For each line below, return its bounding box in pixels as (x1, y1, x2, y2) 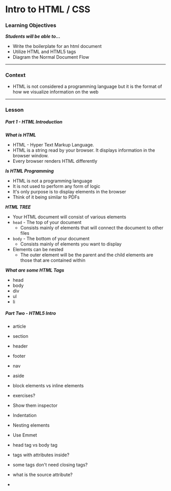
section (12, 333, 28, 339)
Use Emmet (12, 432, 37, 438)
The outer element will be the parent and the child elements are (20, 252, 154, 258)
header (12, 343, 28, 349)
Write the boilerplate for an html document (12, 43, 102, 50)
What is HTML (5, 132, 37, 138)
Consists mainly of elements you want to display (20, 241, 122, 247)
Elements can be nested (12, 246, 64, 252)
